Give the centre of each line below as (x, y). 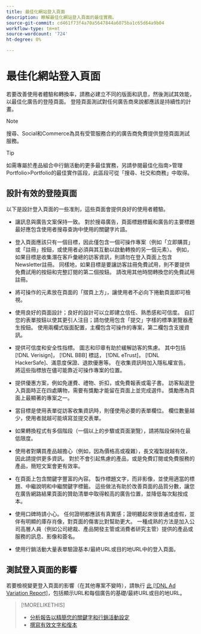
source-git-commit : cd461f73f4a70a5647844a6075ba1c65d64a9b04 (85, 23)
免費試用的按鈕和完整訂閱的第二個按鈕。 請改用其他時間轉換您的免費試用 (105, 272)
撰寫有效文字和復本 (54, 624)
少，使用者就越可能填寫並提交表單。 (60, 418)
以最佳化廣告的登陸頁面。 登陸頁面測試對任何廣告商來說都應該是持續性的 (96, 101)
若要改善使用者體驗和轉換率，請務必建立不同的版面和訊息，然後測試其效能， (100, 94)
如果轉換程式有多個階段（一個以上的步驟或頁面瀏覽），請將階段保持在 (100, 431)
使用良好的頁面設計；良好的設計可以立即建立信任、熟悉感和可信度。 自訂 (105, 312)
